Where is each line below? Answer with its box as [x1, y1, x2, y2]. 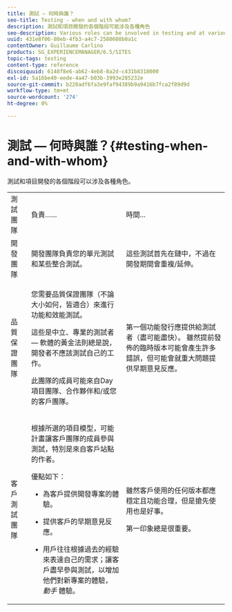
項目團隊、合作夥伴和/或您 [30, 386, 117, 396]
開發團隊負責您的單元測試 [30, 248, 115, 258]
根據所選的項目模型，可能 [30, 423, 115, 433]
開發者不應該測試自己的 [30, 348, 108, 358]
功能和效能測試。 [30, 310, 87, 319]
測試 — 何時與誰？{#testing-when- [7, 138, 209, 154]
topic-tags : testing [7, 55, 67, 62]
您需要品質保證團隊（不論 [30, 289, 115, 299]
